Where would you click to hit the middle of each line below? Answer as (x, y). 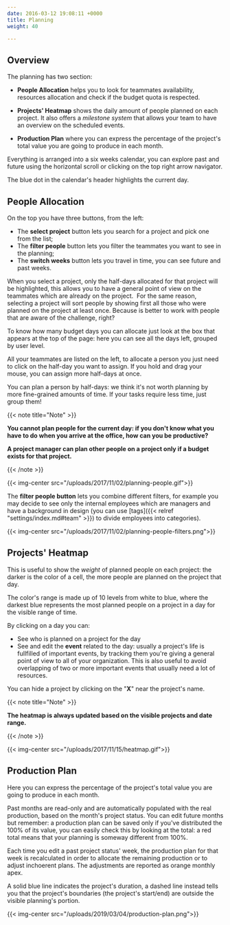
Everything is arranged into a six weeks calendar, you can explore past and (113, 160)
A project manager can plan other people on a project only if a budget (108, 449)
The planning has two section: (50, 77)
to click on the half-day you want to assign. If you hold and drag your (105, 366)
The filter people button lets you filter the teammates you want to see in (119, 246)
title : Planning (30, 20)
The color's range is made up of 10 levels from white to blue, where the (108, 597)
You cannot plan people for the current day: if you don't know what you (111, 428)
